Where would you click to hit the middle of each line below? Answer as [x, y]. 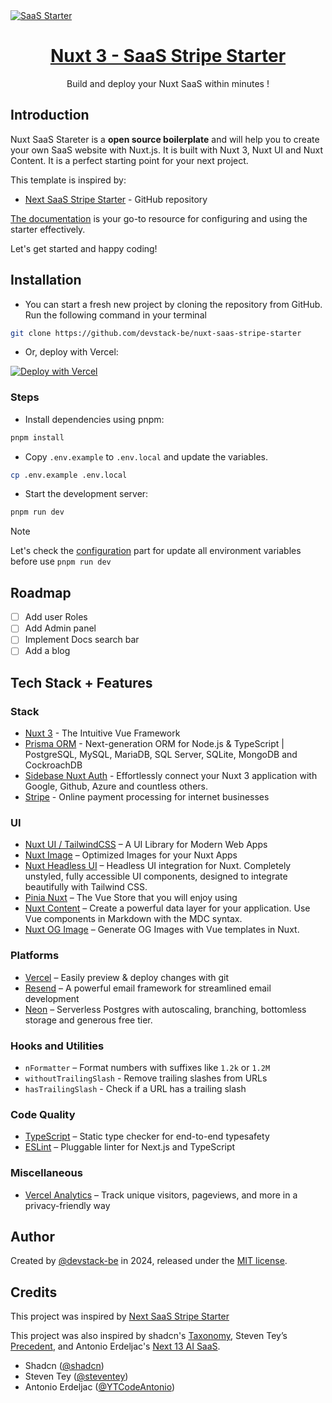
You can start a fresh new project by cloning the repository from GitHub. [173, 304]
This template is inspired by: [68, 180]
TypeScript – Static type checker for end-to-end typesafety [147, 1136]
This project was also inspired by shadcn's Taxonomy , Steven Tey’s [149, 1336]
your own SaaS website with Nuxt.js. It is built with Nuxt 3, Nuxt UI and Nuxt [167, 150]
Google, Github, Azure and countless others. [116, 786]
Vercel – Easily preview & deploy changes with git [127, 977]
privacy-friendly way [67, 1205]
